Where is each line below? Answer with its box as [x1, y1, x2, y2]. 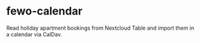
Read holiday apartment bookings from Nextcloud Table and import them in [6, 24, 195, 31]
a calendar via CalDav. [6, 30, 62, 38]
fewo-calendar [6, 4, 83, 18]
